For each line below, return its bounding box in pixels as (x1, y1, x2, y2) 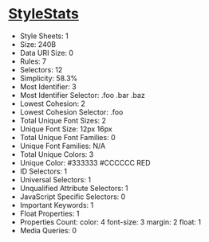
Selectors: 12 (19, 64, 63, 74)
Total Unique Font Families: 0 (19, 132, 116, 142)
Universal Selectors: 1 (19, 174, 92, 184)
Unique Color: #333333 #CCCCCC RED (19, 158, 151, 167)
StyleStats (8, 5, 80, 23)
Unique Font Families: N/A (19, 141, 106, 150)
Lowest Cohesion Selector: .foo (19, 107, 124, 116)
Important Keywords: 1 (19, 200, 94, 209)
